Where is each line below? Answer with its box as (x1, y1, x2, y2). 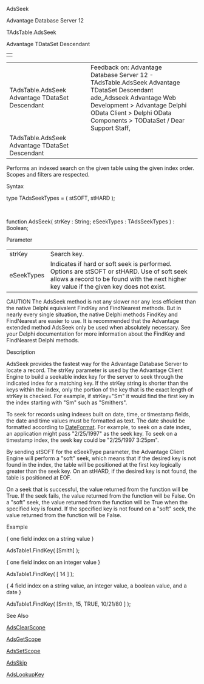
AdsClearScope (6, 624, 46, 631)
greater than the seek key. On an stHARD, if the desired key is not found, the (6, 467, 197, 475)
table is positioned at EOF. (6, 474, 72, 481)
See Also (6, 612, 29, 619)
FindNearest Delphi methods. (6, 337, 80, 344)
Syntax (6, 183, 24, 190)
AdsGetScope (6, 635, 41, 643)
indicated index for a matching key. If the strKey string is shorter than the (6, 379, 189, 387)
